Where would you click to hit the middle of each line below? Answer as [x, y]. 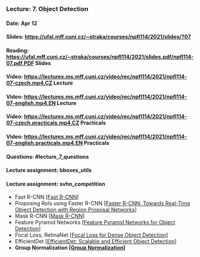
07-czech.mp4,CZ [29, 83]
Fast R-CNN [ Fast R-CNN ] [47, 197]
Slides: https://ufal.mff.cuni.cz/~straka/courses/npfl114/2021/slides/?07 [99, 37]
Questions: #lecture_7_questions [48, 156]
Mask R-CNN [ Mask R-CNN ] [50, 216]
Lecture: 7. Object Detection [47, 9]
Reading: [18, 50]
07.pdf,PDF [20, 63]
